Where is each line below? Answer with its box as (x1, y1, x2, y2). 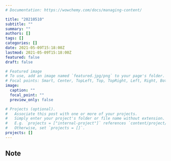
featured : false (5, 55, 40, 60)
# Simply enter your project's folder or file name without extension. (5, 116, 165, 121)
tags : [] (5, 36, 24, 41)
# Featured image (5, 68, 42, 74)
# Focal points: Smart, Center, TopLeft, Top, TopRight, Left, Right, (5, 78, 158, 83)
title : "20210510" (5, 16, 44, 22)
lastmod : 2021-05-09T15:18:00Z (5, 50, 72, 55)
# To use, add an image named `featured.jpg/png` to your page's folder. (5, 74, 165, 79)
